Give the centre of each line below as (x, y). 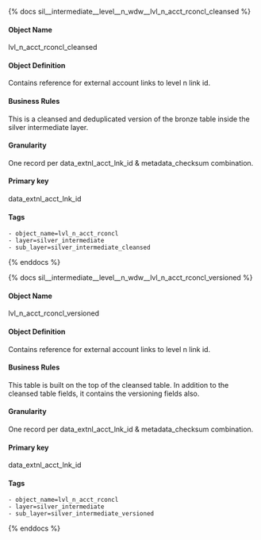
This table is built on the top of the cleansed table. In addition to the (119, 385)
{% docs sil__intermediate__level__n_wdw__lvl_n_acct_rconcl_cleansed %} (130, 11)
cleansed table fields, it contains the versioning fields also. (104, 393)
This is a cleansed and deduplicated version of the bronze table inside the (129, 119)
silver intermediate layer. (48, 127)
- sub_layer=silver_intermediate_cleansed (79, 248)
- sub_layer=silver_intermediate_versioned (81, 514)
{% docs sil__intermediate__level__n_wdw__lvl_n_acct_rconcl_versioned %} (130, 278)
